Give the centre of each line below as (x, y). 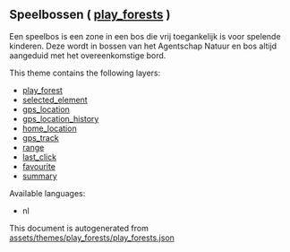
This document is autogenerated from (79, 228)
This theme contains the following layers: (85, 73)
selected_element (55, 100)
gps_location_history (60, 118)
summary (40, 176)
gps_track (41, 137)
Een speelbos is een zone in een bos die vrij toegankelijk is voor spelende (145, 36)
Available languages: (47, 193)
